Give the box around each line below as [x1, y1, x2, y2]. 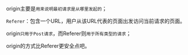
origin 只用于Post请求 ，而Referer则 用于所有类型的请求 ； [6, 30, 132, 37]
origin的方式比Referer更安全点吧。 [6, 43, 90, 49]
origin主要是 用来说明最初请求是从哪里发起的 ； [6, 5, 107, 12]
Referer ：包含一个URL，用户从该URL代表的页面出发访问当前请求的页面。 [6, 18, 186, 25]
